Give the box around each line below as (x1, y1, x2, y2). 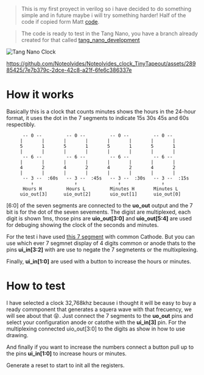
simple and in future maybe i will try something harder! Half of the (21, 12, 186, 19)
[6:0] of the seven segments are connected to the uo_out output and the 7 (6, 202, 193, 209)
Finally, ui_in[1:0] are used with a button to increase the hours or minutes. (6, 258, 192, 265)
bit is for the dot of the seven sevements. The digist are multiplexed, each (6, 208, 191, 216)
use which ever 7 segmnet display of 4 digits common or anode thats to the (6, 239, 196, 247)
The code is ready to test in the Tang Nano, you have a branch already (21, 30, 198, 37)
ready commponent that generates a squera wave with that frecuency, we (6, 306, 192, 313)
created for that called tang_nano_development (21, 37, 140, 43)
